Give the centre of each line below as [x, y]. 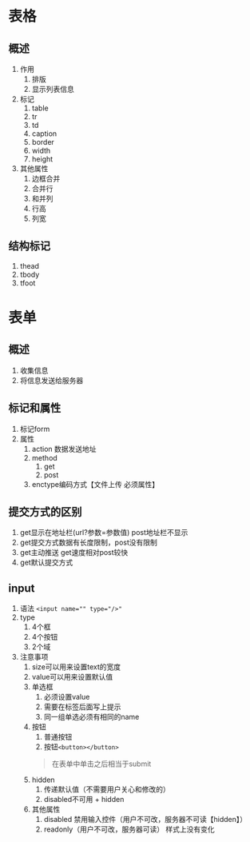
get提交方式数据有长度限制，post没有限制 [89, 543]
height [42, 159]
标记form [35, 429]
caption [44, 134]
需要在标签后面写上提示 [82, 707]
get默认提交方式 [46, 563]
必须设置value [67, 697]
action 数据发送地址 [64, 449]
